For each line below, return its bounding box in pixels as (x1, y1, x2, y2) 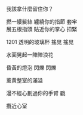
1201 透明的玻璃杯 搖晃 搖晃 (6, 39, 74, 45)
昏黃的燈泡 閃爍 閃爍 (6, 64, 57, 71)
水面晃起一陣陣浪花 (6, 51, 54, 58)
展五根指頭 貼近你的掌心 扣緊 (6, 26, 78, 33)
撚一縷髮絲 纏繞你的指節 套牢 (6, 18, 78, 25)
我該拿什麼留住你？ (6, 5, 54, 12)
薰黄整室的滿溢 (6, 77, 43, 84)
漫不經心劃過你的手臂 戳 (6, 90, 66, 96)
